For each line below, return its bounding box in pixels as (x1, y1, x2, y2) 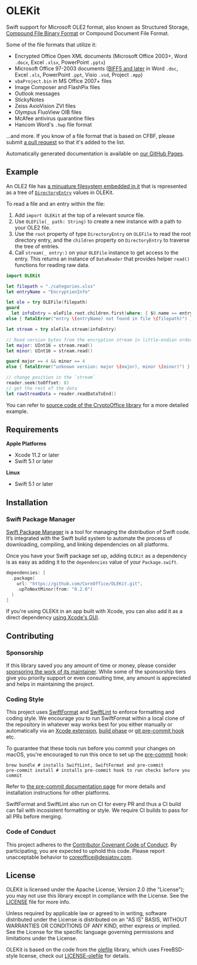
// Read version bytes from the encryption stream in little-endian (6, 337, 177, 343)
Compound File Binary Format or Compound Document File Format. (6, 29, 169, 36)
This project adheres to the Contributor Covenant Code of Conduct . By (6, 841, 177, 848)
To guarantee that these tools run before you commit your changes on (6, 745, 176, 752)
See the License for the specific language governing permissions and (6, 929, 174, 936)
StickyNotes (14, 96, 45, 103)
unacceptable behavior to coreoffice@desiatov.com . (6, 854, 133, 861)
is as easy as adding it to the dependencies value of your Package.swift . (6, 558, 178, 566)
